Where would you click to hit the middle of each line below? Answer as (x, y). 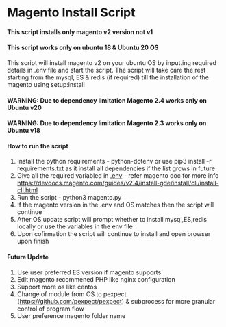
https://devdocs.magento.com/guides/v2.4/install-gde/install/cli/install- (118, 183)
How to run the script (38, 146)
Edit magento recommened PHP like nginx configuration (96, 279)
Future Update (28, 257)
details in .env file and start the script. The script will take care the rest (106, 70)
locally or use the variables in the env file (75, 226)
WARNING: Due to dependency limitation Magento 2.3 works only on (107, 123)
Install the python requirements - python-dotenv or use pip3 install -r (114, 161)
